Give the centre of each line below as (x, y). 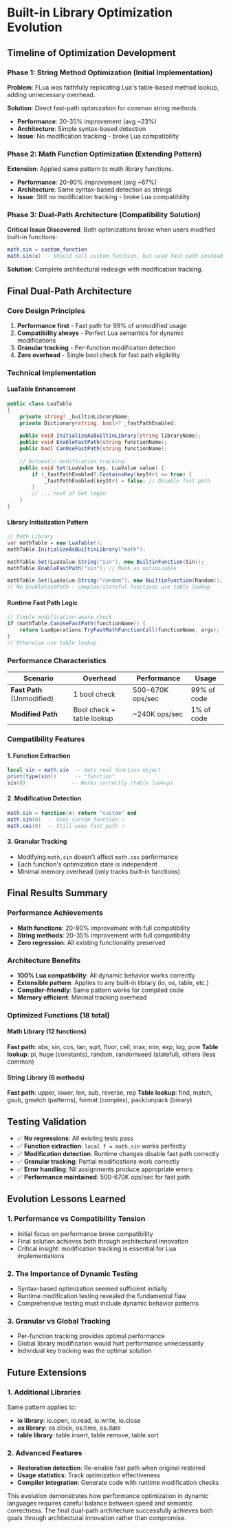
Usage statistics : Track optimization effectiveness (88, 1475)
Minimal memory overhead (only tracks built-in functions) (99, 871)
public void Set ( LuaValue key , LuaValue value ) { (92, 468)
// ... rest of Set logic (69, 494)
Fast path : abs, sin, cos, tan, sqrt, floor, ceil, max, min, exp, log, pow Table (113, 1047)
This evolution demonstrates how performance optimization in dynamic (108, 1496)
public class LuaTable (40, 404)
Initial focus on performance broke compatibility (85, 1234)
